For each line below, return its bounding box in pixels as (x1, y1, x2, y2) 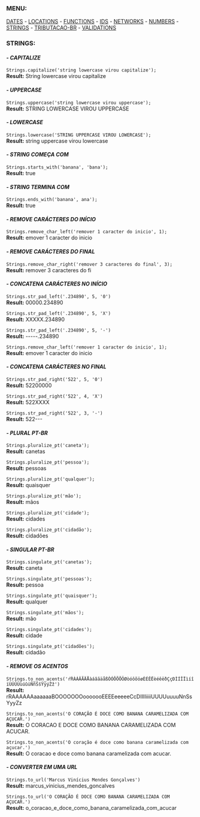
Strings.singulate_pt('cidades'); (6, 627, 93, 633)
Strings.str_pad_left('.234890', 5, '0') (6, 293, 111, 299)
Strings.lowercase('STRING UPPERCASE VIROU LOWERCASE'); (6, 132, 151, 138)
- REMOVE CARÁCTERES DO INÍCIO (6, 215, 96, 223)
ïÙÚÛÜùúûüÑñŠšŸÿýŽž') (6, 681, 60, 687)
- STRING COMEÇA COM (6, 151, 69, 158)
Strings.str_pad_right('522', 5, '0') (6, 377, 103, 383)
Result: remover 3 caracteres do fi (6, 266, 92, 274)
